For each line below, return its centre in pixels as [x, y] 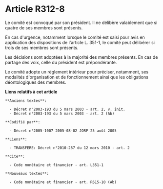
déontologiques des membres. [36, 82]
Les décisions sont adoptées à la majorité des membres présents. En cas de [81, 57]
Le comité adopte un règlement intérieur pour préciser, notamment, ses [77, 71]
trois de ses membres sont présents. [42, 47]
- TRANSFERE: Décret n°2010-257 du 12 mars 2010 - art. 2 [70, 148]
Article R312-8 [35, 9]
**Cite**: [15, 156]
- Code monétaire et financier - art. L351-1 [57, 165]
